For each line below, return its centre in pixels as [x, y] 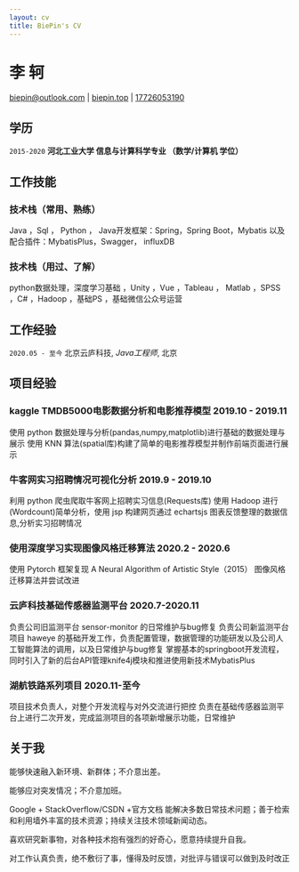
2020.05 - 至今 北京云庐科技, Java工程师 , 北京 [93, 353]
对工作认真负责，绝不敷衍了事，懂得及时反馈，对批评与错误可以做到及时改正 [149, 858]
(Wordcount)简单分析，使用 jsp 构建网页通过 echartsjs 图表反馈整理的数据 [145, 512]
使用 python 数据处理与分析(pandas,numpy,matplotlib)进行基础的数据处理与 [148, 432]
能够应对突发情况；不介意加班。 [68, 790]
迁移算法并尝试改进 [44, 580]
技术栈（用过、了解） [55, 266]
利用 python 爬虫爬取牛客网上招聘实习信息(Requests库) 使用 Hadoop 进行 [144, 501]
